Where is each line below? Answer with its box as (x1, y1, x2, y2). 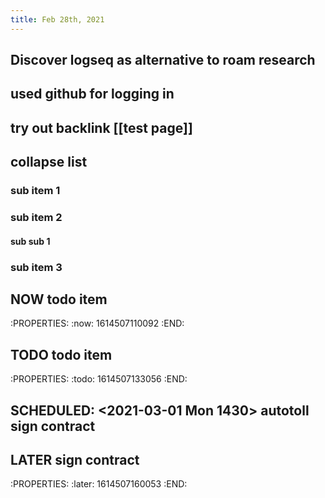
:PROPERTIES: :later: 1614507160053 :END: (10, 478, 188, 490)
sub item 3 (10, 260, 63, 274)
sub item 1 (10, 184, 61, 198)
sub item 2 (10, 211, 63, 225)
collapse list (10, 154, 88, 171)
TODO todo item (10, 346, 113, 363)
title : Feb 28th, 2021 (10, 14, 105, 25)
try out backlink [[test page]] (10, 119, 193, 136)
